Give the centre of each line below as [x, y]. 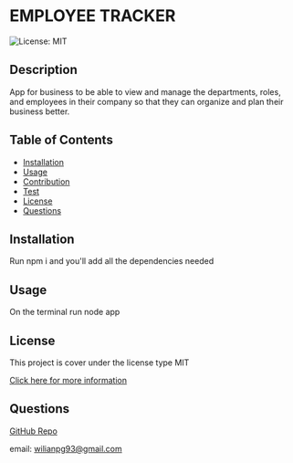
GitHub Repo [33, 431]
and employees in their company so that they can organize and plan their [146, 101]
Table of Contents [62, 140]
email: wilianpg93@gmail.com [66, 448]
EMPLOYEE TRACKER [93, 16]
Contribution [46, 181]
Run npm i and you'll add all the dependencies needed [112, 261]
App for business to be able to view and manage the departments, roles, [145, 91]
